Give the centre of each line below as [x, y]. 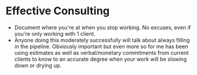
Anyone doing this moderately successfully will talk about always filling [102, 40]
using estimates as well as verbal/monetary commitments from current [101, 52]
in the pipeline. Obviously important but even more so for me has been [101, 46]
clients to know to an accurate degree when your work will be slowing [100, 59]
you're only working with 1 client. [55, 33]
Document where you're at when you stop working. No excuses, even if [102, 27]
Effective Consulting [58, 11]
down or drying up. [38, 65]
